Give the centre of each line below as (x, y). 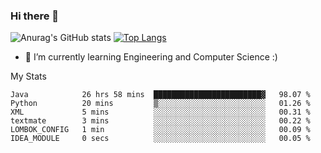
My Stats (28, 76)
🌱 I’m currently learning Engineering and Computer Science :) (151, 57)
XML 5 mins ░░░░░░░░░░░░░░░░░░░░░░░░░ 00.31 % (160, 112)
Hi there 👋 (35, 16)
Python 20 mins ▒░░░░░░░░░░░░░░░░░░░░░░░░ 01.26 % (160, 104)
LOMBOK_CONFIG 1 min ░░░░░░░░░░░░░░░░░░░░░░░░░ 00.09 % (160, 130)
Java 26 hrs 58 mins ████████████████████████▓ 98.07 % (160, 95)
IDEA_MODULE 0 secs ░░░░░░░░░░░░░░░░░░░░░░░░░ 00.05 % (160, 139)
